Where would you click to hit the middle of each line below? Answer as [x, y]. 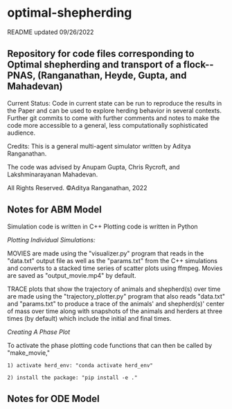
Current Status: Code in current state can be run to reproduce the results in [115, 103]
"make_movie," [29, 353]
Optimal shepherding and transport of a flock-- [110, 65]
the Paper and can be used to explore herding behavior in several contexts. [114, 110]
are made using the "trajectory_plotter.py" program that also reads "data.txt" [116, 296]
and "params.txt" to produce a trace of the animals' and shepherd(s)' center [116, 303]
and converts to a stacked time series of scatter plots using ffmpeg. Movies [115, 268]
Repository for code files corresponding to [101, 54]
